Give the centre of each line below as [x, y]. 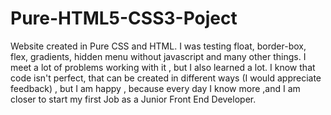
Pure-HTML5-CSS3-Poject [124, 18]
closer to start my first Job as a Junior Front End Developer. [133, 99]
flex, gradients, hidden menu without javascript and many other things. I [158, 56]
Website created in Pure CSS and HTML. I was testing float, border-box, [158, 46]
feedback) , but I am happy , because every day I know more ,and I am [155, 88]
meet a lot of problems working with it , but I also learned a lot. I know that [163, 67]
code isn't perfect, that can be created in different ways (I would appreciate [166, 78]
